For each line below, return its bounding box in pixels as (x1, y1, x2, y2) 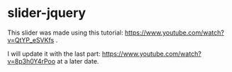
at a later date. (56, 56, 99, 65)
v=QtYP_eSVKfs (7, 35, 55, 44)
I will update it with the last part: (7, 49, 101, 58)
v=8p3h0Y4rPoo (7, 56, 55, 65)
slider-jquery (7, 5, 87, 21)
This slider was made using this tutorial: (7, 28, 123, 37)
